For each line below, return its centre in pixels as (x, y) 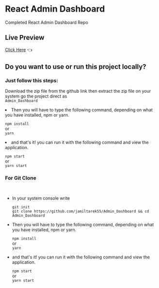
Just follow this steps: (32, 81)
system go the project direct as (36, 96)
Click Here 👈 (19, 50)
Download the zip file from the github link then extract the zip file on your (78, 91)
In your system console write (41, 198)
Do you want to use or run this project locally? (76, 67)
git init (21, 207)
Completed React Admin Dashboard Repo (47, 22)
